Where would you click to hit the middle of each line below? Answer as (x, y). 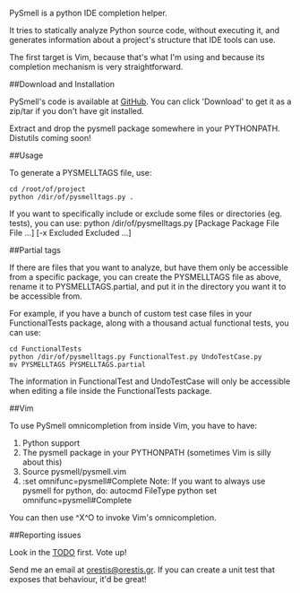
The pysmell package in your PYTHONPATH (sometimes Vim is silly (146, 453)
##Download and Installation (62, 84)
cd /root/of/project (48, 189)
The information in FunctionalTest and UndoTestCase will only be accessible (150, 381)
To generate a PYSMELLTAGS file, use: (81, 173)
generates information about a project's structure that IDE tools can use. (142, 40)
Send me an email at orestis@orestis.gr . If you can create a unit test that (142, 570)
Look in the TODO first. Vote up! (68, 552)
